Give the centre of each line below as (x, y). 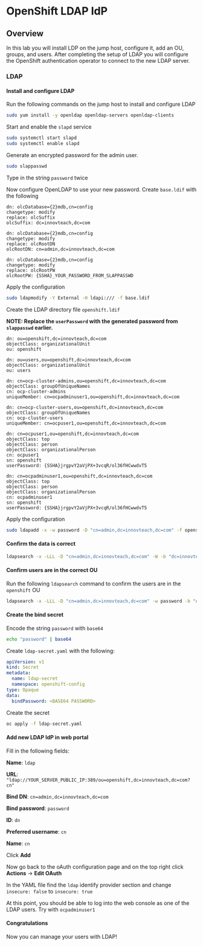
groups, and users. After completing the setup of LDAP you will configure (97, 54)
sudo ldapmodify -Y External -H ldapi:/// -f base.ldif (78, 298)
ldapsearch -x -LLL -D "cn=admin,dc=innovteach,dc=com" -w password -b (98, 601)
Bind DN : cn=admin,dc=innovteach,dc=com (57, 796)
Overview (25, 34)
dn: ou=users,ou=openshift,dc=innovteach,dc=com (69, 360)
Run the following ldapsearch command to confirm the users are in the (94, 584)
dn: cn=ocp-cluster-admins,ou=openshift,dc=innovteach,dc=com (86, 381)
